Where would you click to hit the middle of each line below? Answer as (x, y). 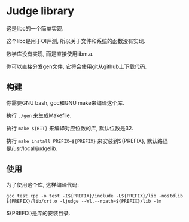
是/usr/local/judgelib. (32, 148)
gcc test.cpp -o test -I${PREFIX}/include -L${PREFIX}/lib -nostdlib (95, 196)
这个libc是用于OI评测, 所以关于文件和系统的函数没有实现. (76, 41)
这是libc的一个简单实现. (35, 28)
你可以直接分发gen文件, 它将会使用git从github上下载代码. (77, 66)
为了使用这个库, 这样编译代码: (43, 184)
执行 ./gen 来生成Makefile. (39, 115)
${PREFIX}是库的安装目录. (38, 213)
